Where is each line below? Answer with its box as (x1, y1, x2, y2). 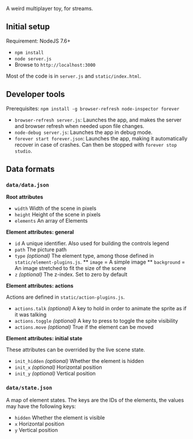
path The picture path (14, 246, 67, 253)
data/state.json (6, 385, 53, 391)
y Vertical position (14, 426, 58, 433)
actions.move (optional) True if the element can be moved (14, 324, 154, 331)
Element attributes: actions (6, 282, 74, 289)
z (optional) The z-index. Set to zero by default (14, 271, 127, 278)
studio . (14, 147, 32, 154)
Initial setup (6, 22, 50, 32)
